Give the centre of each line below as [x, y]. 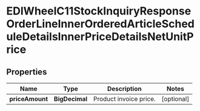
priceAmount [29, 99]
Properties [27, 71]
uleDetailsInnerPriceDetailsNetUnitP [100, 37]
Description [124, 89]
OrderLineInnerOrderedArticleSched [101, 24]
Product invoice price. [124, 99]
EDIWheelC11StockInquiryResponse [99, 11]
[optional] [175, 99]
